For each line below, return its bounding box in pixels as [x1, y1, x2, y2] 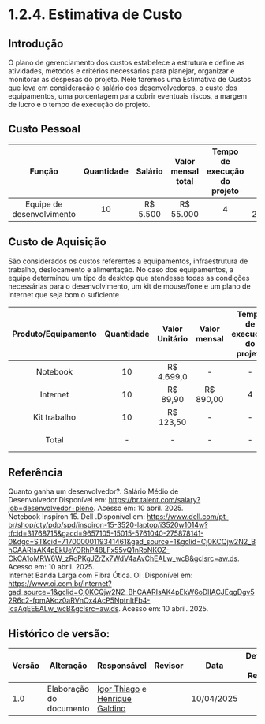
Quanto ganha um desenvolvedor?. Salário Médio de [8, 487, 179, 496]
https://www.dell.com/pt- [147, 512, 229, 521]
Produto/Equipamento [12, 328, 97, 339]
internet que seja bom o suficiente [8, 289, 120, 299]
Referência [8, 466, 63, 480]
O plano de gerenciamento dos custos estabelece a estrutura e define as [8, 58, 245, 67]
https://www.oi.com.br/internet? [8, 579, 112, 588]
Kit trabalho [32, 412, 77, 423]
